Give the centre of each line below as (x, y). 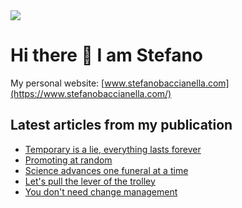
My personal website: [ (57, 83)
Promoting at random (68, 160)
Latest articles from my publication (121, 125)
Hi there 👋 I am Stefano (106, 55)
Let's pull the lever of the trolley (90, 181)
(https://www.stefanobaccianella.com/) (91, 93)
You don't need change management (101, 191)
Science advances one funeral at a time (106, 170)
